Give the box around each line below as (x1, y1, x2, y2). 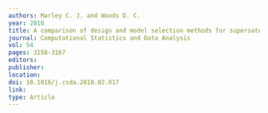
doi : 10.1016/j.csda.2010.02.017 (8, 78, 120, 86)
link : (8, 85, 26, 94)
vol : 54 (8, 41, 34, 49)
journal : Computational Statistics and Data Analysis (8, 33, 191, 42)
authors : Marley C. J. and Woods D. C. (8, 11, 141, 20)
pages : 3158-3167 (8, 49, 66, 56)
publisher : (8, 64, 45, 72)
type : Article (8, 93, 56, 101)
